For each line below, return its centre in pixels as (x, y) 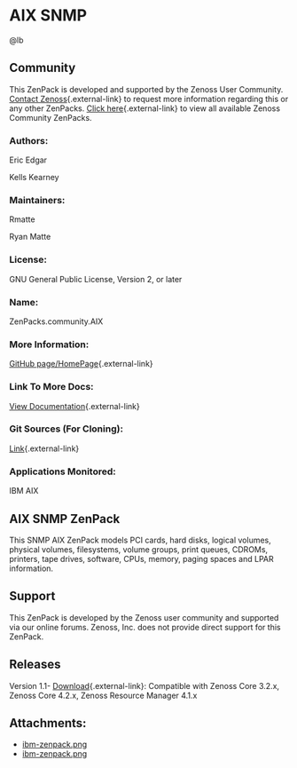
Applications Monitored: (63, 471)
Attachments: (48, 723)
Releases (35, 665)
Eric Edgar (28, 160)
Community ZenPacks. (51, 117)
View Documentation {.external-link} (74, 406)
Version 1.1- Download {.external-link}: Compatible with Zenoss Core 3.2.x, (145, 685)
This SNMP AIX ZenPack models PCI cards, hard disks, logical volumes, (141, 540)
